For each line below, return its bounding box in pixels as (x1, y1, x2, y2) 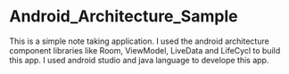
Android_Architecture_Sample (9, 6, 238, 27)
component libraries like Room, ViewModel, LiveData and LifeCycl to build (9, 45, 281, 55)
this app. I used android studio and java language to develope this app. (9, 54, 269, 65)
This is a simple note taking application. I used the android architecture (9, 36, 269, 46)
